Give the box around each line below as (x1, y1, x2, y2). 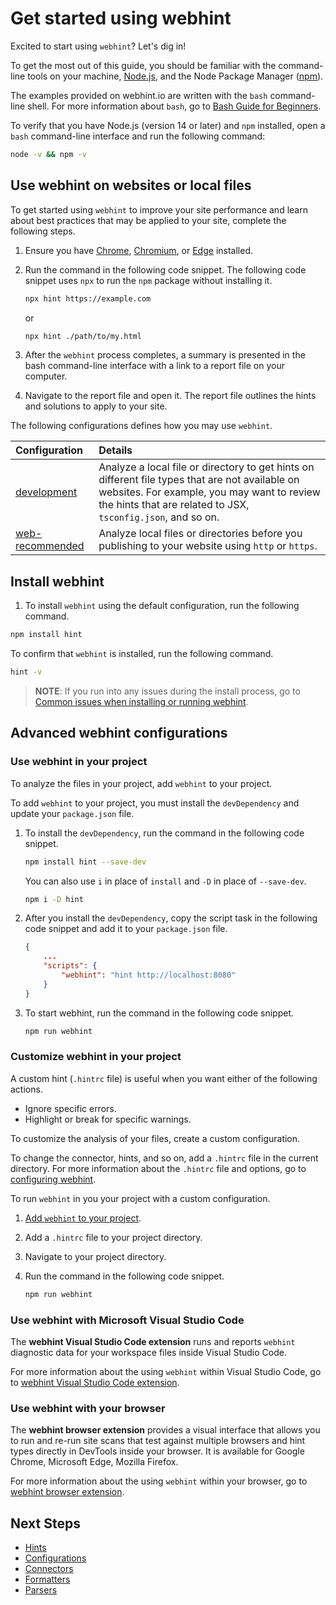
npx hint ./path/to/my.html (24, 331, 142, 341)
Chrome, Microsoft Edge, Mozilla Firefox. (10, 1456, 179, 1468)
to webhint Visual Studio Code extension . (10, 1376, 180, 1388)
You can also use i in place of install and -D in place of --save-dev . (24, 875, 307, 887)
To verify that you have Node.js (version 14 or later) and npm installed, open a (10, 119, 326, 131)
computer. (24, 370, 68, 382)
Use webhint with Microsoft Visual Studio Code (10, 1313, 245, 1327)
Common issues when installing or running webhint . (34, 695, 249, 707)
